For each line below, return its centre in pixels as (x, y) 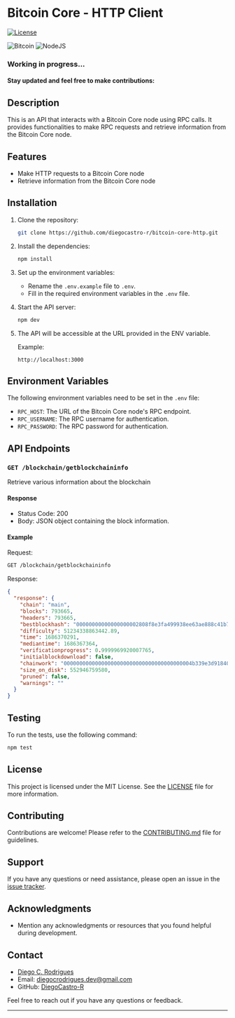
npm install (35, 259)
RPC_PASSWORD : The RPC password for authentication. (93, 426)
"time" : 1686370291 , (50, 637)
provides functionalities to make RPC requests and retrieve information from (117, 127)
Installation (32, 203)
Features (27, 157)
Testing (24, 718)
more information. (33, 794)
